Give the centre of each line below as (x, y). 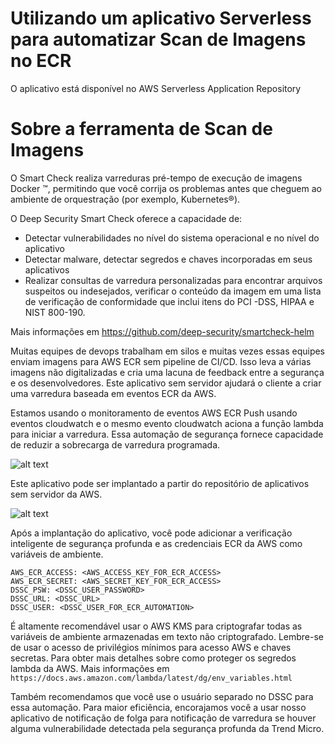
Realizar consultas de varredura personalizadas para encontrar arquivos (173, 280)
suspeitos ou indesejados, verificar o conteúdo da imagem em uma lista (173, 291)
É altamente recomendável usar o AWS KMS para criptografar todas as (156, 626)
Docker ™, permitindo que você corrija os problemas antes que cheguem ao (166, 188)
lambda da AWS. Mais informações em (90, 668)
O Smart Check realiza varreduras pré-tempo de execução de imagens (156, 178)
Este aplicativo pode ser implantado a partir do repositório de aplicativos (160, 483)
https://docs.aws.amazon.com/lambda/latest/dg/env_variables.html (151, 678)
